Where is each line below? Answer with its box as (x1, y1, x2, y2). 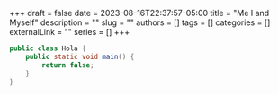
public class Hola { (9, 44, 87, 53)
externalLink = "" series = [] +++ (9, 27, 130, 37)
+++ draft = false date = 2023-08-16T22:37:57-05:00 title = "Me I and (9, 8, 270, 18)
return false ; (41, 60, 94, 70)
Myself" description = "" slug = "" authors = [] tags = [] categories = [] (9, 17, 271, 28)
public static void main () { (25, 52, 135, 61)
